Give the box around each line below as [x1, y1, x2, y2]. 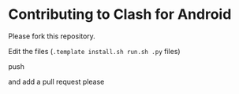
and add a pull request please [8, 77, 105, 86]
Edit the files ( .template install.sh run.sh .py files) [8, 46, 181, 56]
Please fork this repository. [8, 31, 96, 41]
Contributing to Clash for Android [8, 5, 232, 23]
